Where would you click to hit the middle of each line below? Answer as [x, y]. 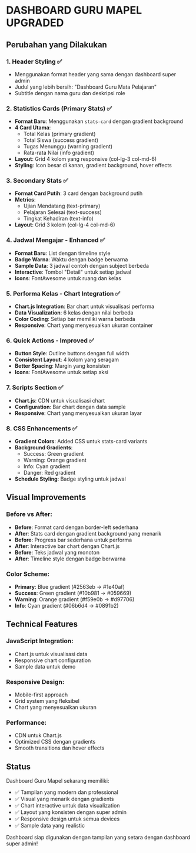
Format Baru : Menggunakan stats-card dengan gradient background [99, 121]
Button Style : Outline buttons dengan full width [72, 353]
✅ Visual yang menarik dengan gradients [64, 799]
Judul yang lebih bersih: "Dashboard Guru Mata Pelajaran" [86, 87]
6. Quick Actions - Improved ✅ [50, 340]
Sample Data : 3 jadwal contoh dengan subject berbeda [82, 265]
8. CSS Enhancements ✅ [42, 428]
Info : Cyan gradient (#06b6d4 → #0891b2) [67, 605]
